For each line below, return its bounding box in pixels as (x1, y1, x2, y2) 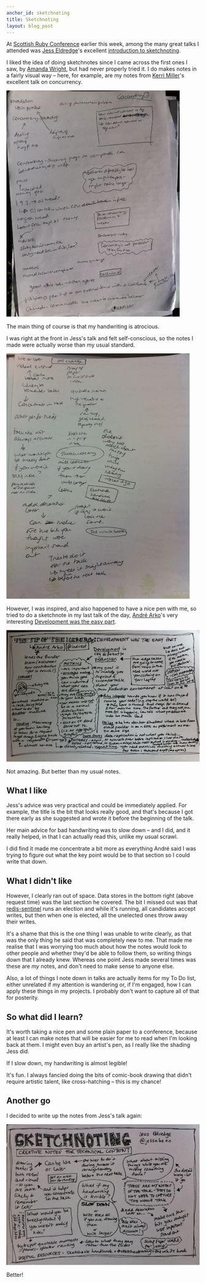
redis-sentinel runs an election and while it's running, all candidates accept (6, 905, 196, 913)
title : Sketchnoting (6, 16, 59, 23)
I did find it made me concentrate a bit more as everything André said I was (6, 845, 196, 852)
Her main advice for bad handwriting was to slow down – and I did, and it (6, 827, 191, 834)
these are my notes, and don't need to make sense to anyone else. (6, 963, 175, 970)
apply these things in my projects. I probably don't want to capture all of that (6, 987, 199, 995)
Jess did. (6, 1047, 29, 1055)
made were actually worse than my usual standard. (6, 341, 135, 349)
